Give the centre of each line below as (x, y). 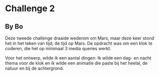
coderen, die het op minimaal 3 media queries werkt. (58, 48)
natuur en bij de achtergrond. (34, 68)
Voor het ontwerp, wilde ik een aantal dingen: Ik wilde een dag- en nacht (78, 58)
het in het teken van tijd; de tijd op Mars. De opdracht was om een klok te (79, 43)
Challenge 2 (30, 9)
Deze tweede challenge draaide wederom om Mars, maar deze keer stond (80, 38)
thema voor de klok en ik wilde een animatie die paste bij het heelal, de (76, 63)
